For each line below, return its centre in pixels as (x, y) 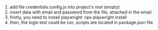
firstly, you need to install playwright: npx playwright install (68, 17)
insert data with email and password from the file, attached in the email (80, 12)
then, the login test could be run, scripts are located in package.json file (81, 22)
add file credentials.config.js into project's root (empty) (65, 7)
